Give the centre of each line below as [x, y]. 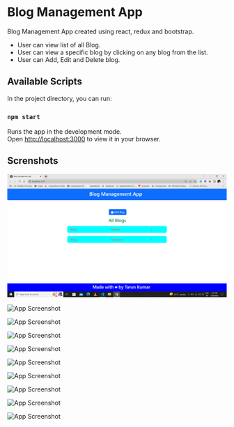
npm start [24, 117]
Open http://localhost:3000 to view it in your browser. [84, 139]
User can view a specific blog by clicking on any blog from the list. [112, 52]
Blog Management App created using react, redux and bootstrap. [101, 31]
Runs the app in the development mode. [64, 132]
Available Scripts [45, 82]
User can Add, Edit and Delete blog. [69, 59]
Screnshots [33, 161]
